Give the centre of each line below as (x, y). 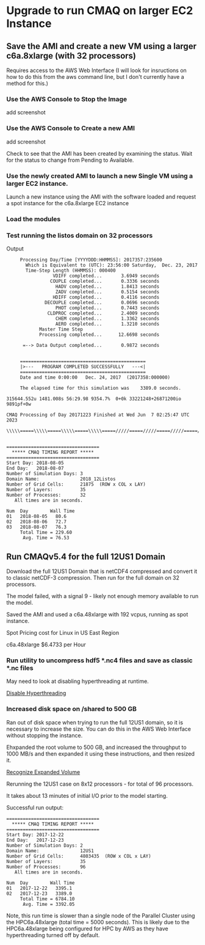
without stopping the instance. (45, 735)
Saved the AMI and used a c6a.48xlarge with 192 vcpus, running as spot (97, 614)
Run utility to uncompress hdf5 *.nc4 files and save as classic (100, 660)
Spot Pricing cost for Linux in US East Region (63, 632)
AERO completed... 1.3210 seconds (107, 324)
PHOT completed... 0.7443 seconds (107, 308)
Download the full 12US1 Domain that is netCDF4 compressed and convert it (102, 571)
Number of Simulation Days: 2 (45, 845)
